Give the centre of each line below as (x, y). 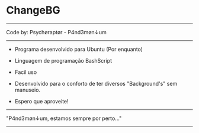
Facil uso (26, 72)
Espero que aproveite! (42, 101)
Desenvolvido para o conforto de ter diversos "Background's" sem (96, 83)
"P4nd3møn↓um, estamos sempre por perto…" (64, 118)
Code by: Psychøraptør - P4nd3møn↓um (56, 32)
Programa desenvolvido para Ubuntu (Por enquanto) (79, 49)
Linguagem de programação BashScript (63, 60)
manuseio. (27, 90)
